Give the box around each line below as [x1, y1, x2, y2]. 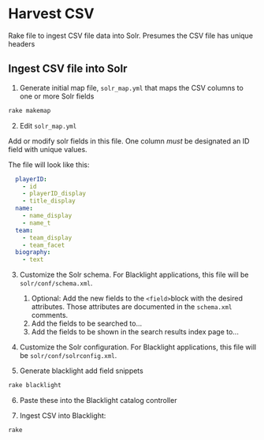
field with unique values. [8, 144, 88, 154]
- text [22, 255, 44, 264]
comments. [31, 311, 69, 320]
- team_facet [22, 241, 65, 249]
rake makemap [8, 106, 51, 114]
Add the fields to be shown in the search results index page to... [31, 327, 239, 337]
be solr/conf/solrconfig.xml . [19, 351, 117, 360]
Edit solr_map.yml [19, 121, 77, 130]
